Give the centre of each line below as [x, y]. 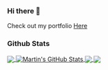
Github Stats [29, 44]
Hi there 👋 [24, 11]
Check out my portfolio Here [47, 26]
